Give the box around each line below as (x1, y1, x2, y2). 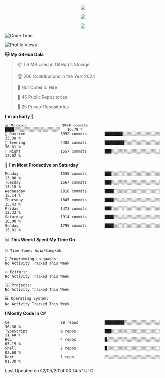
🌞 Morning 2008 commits (5, 123, 89, 128)
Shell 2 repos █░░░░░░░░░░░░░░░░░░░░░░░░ (5, 346, 161, 351)
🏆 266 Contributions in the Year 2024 (17, 73, 95, 79)
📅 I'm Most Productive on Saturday (5, 162, 78, 168)
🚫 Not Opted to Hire (17, 84, 58, 90)
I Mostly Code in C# (5, 310, 46, 316)
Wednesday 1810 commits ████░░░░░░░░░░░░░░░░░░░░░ (5, 189, 161, 194)
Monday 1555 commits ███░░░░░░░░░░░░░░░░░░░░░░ (5, 171, 161, 176)
